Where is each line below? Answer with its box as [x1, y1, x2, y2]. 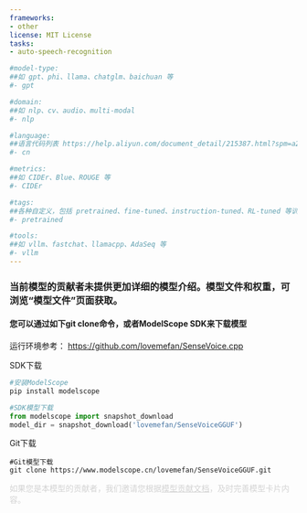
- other [9, 22, 39, 31]
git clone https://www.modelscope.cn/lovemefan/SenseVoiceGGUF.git [9, 465, 272, 476]
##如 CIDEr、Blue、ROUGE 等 [9, 173, 111, 182]
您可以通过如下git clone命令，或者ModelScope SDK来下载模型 [9, 318, 248, 329]
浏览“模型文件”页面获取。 [9, 294, 123, 306]
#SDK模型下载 [9, 403, 54, 412]
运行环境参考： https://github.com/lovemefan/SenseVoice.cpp [9, 340, 244, 351]
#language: [9, 131, 51, 140]
